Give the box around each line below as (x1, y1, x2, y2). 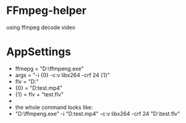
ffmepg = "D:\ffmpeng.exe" (15, 65, 84, 72)
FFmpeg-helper (6, 4, 87, 18)
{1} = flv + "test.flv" (15, 90, 64, 98)
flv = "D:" (15, 78, 39, 85)
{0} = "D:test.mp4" (15, 84, 63, 91)
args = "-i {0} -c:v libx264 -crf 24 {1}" (15, 71, 111, 79)
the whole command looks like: (15, 104, 93, 111)
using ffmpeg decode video (6, 24, 76, 31)
